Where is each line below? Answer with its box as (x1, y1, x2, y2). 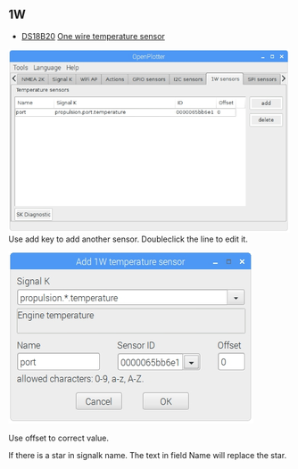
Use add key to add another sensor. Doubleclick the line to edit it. (8, 234, 249, 244)
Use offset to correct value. (8, 432, 109, 443)
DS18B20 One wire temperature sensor (21, 30, 166, 41)
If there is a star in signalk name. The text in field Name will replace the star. (8, 449, 287, 460)
